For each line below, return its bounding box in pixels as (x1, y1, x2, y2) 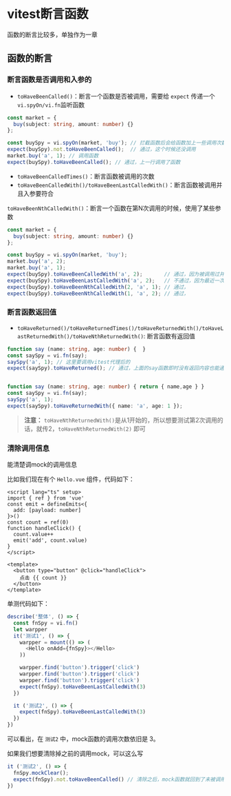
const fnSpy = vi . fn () (13, 620, 78, 626)
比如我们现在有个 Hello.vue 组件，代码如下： (7, 475, 135, 483)
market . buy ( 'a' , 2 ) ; (7, 258, 67, 265)
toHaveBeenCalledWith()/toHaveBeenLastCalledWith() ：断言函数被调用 (16, 181, 217, 189)
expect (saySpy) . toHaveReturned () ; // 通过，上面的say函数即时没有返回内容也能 (7, 365, 220, 372)
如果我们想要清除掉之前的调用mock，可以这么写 (7, 749, 144, 758)
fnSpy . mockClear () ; (13, 769, 69, 776)
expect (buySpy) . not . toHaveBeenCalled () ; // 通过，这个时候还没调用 (7, 146, 196, 153)
